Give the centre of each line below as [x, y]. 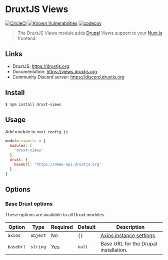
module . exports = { [25, 141]
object [38, 236]
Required [62, 227]
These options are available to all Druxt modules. [55, 215]
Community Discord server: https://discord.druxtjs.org [68, 77]
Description [130, 227]
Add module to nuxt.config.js [37, 132]
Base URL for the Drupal [129, 244]
